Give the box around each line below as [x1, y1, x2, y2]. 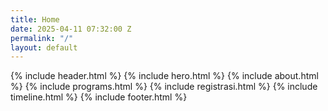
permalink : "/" [10, 33, 74, 43]
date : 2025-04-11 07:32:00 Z [10, 24, 132, 34]
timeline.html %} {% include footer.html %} [10, 91, 188, 103]
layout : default [10, 42, 78, 53]
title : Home [10, 14, 60, 25]
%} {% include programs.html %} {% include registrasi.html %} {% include [10, 81, 318, 93]
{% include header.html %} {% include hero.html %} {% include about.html [10, 70, 319, 82]
